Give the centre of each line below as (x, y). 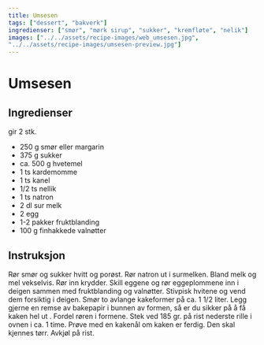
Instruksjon (37, 256)
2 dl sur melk (41, 206)
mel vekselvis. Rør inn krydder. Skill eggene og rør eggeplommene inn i (123, 282)
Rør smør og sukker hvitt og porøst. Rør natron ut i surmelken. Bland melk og (132, 274)
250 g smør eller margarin (62, 147)
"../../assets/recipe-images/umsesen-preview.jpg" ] (95, 45)
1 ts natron (36, 197)
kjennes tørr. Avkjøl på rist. (51, 332)
